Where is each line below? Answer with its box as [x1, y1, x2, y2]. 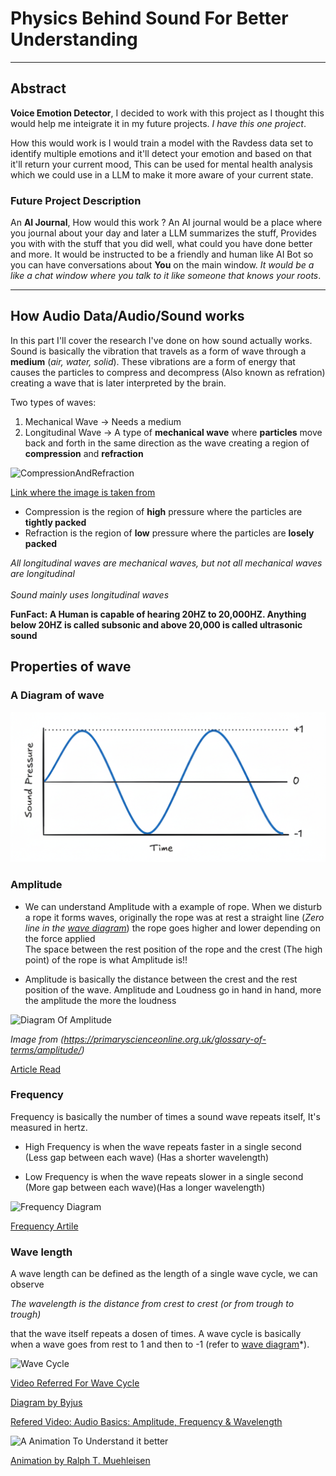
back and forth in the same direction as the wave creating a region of [24, 437, 310, 449]
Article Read [10, 1063, 62, 1075]
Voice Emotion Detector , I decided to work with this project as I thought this [10, 107, 325, 119]
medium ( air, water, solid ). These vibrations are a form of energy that [10, 355, 296, 367]
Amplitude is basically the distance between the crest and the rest [24, 973, 298, 985]
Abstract [10, 80, 67, 97]
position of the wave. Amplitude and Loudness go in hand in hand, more [24, 983, 322, 996]
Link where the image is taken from [10, 486, 156, 498]
